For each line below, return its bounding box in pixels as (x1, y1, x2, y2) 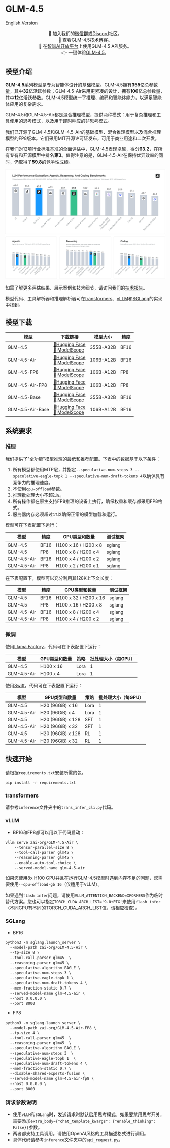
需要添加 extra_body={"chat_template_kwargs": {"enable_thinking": (12, 1118, 156, 1124)
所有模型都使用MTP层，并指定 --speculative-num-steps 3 (12, 466, 133, 472)
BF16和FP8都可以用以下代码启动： (12, 829, 85, 836)
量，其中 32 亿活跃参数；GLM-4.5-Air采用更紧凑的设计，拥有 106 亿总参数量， (5, 88, 165, 94)
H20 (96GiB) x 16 (40, 702, 78, 709)
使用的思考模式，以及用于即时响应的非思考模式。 (9, 118, 112, 124)
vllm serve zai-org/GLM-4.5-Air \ (5, 840, 79, 845)
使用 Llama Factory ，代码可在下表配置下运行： (5, 644, 102, 650)
